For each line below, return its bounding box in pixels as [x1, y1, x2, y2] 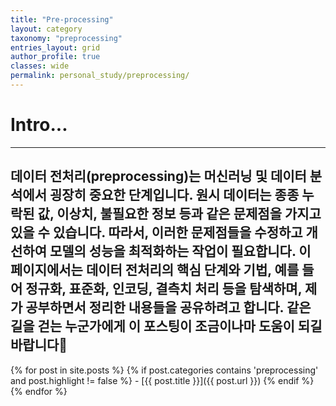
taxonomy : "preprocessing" [10, 33, 123, 43]
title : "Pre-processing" [10, 14, 114, 25]
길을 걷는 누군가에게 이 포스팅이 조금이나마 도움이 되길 [10, 318, 323, 335]
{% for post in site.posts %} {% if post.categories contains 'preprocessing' [10, 364, 319, 376]
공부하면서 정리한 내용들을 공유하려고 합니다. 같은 [25, 299, 312, 316]
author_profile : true [10, 52, 101, 62]
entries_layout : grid [10, 42, 101, 53]
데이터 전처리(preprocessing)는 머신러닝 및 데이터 [10, 168, 307, 185]
